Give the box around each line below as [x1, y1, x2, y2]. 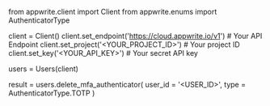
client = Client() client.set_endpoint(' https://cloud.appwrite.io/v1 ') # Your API [8, 32, 263, 40]
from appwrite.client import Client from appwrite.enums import [8, 7, 217, 16]
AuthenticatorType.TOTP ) [8, 88, 95, 98]
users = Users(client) [8, 64, 79, 74]
